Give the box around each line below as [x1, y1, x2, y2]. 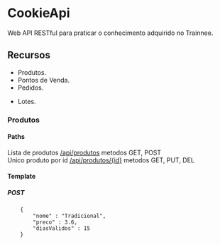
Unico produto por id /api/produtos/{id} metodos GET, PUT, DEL [7, 155, 195, 165]
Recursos [7, 49, 51, 61]
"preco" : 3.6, [33, 219, 78, 226]
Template [7, 172, 36, 181]
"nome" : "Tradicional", [33, 212, 106, 220]
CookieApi [7, 5, 70, 21]
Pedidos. [17, 83, 44, 92]
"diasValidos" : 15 [33, 225, 91, 232]
